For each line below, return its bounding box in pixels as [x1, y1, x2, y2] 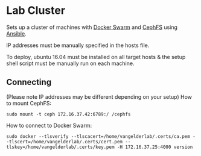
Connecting [6, 77, 52, 87]
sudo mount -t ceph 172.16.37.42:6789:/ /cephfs [6, 111, 131, 117]
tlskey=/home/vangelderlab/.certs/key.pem [6, 144, 115, 150]
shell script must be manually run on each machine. [6, 60, 135, 67]
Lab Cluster [6, 4, 65, 17]
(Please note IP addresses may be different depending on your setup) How [6, 93, 192, 100]
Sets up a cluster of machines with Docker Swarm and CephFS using [6, 23, 178, 31]
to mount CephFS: [6, 99, 52, 107]
